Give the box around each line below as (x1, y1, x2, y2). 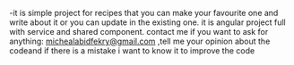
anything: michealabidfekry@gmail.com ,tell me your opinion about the (9, 36, 271, 46)
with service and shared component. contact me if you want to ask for (9, 27, 269, 37)
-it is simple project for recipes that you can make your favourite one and (9, 8, 279, 18)
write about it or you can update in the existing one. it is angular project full (9, 17, 286, 28)
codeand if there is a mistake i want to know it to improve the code (9, 45, 255, 56)
